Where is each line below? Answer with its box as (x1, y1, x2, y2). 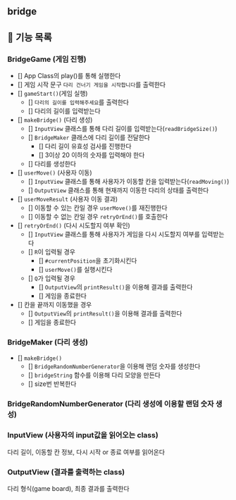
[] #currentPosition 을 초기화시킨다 (38, 256, 137, 265)
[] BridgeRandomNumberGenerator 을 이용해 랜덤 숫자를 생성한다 (27, 362, 201, 370)
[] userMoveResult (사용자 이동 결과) (17, 195, 118, 204)
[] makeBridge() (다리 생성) (17, 115, 93, 124)
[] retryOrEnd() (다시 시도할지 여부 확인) (17, 221, 130, 230)
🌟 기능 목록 (7, 31, 53, 43)
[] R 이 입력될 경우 (27, 248, 76, 256)
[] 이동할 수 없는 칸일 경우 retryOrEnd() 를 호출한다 (27, 213, 168, 221)
